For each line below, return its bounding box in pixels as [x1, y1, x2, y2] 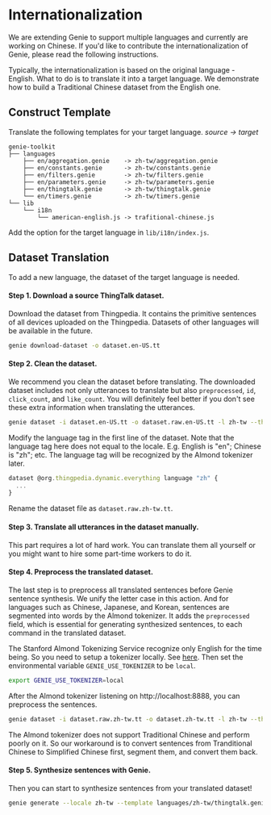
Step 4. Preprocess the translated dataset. [8, 567, 153, 577]
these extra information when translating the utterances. [8, 402, 195, 412]
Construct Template [8, 106, 111, 119]
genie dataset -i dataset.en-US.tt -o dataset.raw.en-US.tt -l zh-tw [8, 418, 248, 426]
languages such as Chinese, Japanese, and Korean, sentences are [8, 602, 230, 612]
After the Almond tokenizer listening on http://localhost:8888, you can [8, 691, 240, 700]
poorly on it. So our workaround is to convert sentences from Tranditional [8, 738, 252, 748]
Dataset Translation [8, 251, 110, 265]
